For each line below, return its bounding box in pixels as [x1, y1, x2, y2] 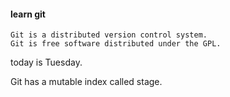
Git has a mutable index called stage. [10, 76, 163, 88]
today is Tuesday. [10, 56, 83, 69]
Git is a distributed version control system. [10, 30, 208, 40]
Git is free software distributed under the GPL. [10, 39, 222, 49]
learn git [10, 8, 46, 20]
